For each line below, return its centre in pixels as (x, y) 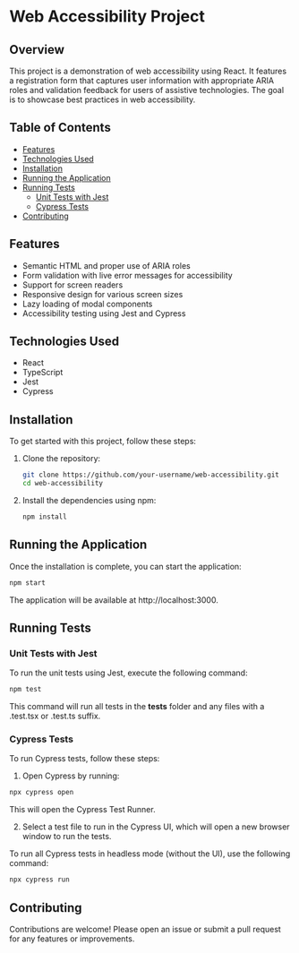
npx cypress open (42, 793)
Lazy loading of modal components (87, 304)
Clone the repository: (61, 459)
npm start (28, 583)
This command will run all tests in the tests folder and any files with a (137, 707)
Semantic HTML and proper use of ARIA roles (106, 265)
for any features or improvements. (72, 939)
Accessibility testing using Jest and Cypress (104, 313)
